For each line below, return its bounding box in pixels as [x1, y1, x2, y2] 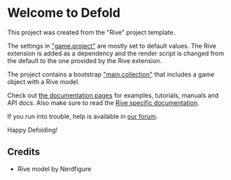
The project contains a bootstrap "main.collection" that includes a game [7, 70, 215, 78]
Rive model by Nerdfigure [17, 165, 92, 173]
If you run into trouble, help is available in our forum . [7, 112, 158, 120]
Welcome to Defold [7, 5, 121, 21]
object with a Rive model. [7, 77, 80, 85]
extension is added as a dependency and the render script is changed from [7, 49, 225, 57]
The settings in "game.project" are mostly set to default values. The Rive [7, 41, 217, 50]
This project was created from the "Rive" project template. [7, 28, 176, 36]
